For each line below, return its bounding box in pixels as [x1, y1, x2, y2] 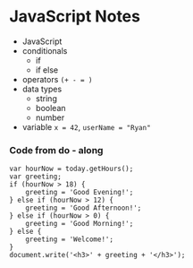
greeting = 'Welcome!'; [25, 235, 114, 244]
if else [35, 65, 59, 75]
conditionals [21, 45, 68, 56]
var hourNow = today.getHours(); [9, 164, 134, 174]
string [35, 92, 58, 104]
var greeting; [9, 172, 63, 181]
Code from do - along [9, 143, 104, 156]
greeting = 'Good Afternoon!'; [25, 203, 142, 212]
